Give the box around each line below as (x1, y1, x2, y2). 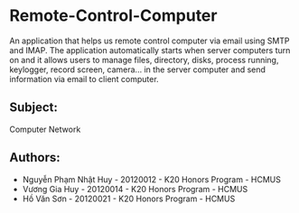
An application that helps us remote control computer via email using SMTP (9, 35, 291, 46)
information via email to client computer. (9, 73, 160, 84)
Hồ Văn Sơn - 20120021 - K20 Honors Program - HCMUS (22, 193, 236, 204)
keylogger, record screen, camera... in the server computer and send (9, 64, 266, 75)
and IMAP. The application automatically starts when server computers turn (9, 44, 291, 55)
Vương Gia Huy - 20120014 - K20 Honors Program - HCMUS (22, 183, 248, 194)
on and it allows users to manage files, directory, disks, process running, (9, 54, 279, 65)
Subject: (9, 100, 59, 116)
